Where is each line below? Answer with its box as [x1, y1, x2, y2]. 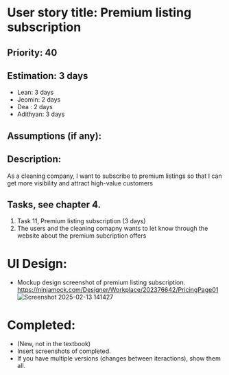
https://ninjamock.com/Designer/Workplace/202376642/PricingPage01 [16, 286, 219, 294]
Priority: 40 [7, 47, 58, 58]
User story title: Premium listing [7, 5, 192, 21]
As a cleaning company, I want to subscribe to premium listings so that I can [7, 172, 222, 180]
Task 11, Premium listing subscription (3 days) [16, 217, 146, 225]
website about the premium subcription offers [16, 231, 147, 240]
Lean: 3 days [16, 88, 54, 97]
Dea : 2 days [16, 103, 53, 111]
